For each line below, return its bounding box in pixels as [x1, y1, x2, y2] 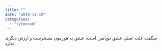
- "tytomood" [9, 21, 37, 26]
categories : [5, 16, 30, 21]
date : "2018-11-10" [5, 12, 46, 17]
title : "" [5, 7, 26, 12]
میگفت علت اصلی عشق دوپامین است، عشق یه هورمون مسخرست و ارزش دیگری [5, 35, 157, 41]
